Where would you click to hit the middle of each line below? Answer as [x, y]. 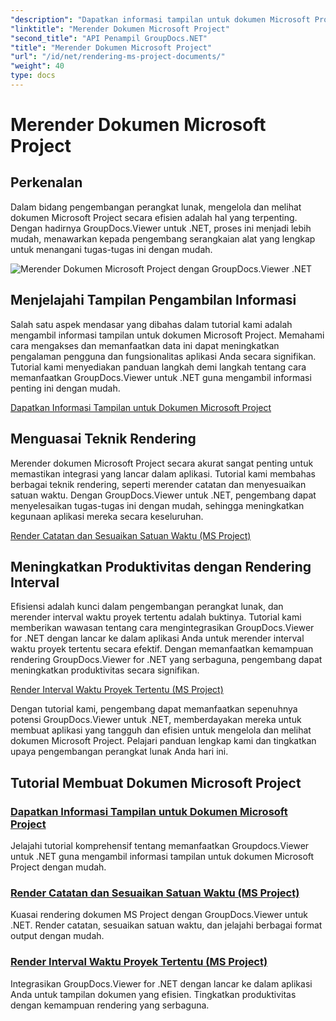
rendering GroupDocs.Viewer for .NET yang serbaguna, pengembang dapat [166, 660]
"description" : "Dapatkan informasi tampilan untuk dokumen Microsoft [160, 19]
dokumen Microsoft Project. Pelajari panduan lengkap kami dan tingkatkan [163, 741]
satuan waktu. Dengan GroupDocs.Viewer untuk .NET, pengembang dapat [163, 495]
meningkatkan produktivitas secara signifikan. [105, 670]
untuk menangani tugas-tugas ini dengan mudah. [111, 249]
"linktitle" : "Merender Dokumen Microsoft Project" [120, 29]
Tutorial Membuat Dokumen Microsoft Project [156, 782]
